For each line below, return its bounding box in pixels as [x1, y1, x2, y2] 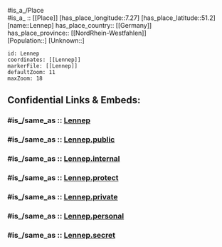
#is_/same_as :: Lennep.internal [7, 154, 120, 164]
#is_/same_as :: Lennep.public [7, 135, 115, 144]
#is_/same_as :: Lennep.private [7, 192, 118, 201]
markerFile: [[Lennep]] [7, 63, 78, 70]
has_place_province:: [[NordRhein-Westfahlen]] [7, 28, 147, 37]
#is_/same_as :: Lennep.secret [7, 230, 116, 240]
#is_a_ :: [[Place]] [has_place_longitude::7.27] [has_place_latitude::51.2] [7, 14, 216, 22]
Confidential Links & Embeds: [7, 94, 141, 106]
